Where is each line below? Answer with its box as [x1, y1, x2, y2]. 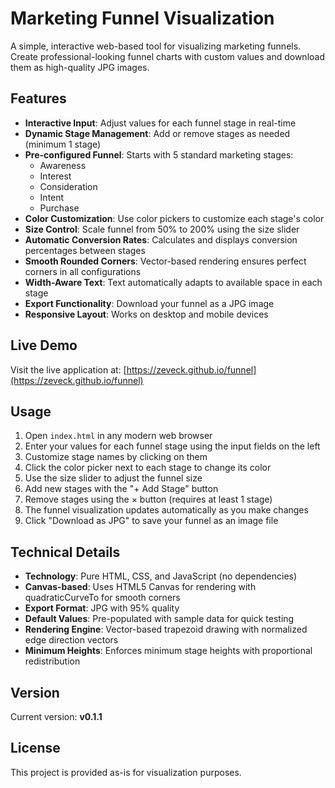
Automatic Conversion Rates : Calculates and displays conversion [24, 233, 298, 246]
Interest [39, 170, 72, 182]
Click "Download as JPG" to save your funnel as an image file [24, 515, 279, 527]
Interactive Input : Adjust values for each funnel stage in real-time [24, 117, 297, 129]
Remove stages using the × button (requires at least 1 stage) [24, 493, 273, 506]
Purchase [39, 202, 80, 214]
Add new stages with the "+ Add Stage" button [24, 483, 219, 495]
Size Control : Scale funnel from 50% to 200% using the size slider [24, 223, 300, 235]
